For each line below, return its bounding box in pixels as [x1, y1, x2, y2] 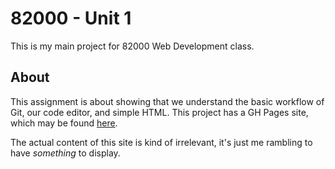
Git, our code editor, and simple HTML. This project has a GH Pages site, [10, 106, 309, 118]
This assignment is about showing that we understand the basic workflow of [10, 95, 325, 107]
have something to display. [10, 147, 121, 159]
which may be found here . [10, 117, 118, 129]
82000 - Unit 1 [10, 7, 132, 30]
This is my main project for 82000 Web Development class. [10, 40, 255, 52]
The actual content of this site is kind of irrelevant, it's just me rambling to [10, 136, 313, 148]
